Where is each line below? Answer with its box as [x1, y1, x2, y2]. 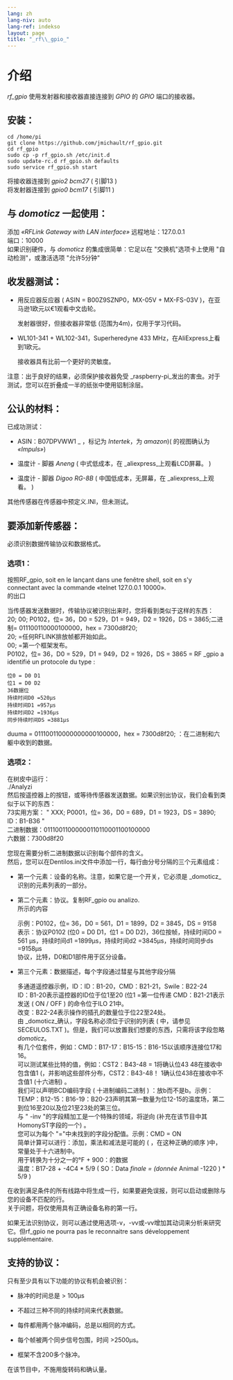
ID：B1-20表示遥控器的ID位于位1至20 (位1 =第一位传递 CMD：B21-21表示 [17, 991, 225, 999]
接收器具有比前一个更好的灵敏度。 [17, 357, 115, 365]
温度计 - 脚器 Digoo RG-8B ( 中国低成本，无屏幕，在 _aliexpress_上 [17, 474, 208, 482]
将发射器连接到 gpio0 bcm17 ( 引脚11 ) [7, 185, 115, 194]
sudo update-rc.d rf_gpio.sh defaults [7, 158, 119, 165]
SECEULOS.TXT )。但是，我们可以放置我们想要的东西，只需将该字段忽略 [17, 1025, 225, 1034]
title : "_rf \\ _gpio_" [7, 36, 70, 43]
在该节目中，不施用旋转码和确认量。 [7, 1365, 111, 1373]
